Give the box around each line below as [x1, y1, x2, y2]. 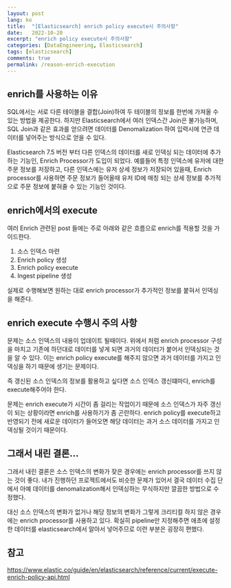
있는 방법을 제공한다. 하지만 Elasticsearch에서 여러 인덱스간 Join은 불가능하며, [7, 116, 219, 124]
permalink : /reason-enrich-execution [7, 61, 115, 68]
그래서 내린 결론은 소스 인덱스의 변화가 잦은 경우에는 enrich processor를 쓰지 [7, 467, 215, 475]
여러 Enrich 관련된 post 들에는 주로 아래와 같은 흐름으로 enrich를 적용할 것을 [7, 224, 213, 232]
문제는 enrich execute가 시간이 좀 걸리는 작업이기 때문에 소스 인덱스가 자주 [7, 400, 208, 409]
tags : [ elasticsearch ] [7, 49, 72, 56]
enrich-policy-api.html [7, 573, 70, 581]
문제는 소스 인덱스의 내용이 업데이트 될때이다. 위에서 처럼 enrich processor [7, 337, 210, 345]
